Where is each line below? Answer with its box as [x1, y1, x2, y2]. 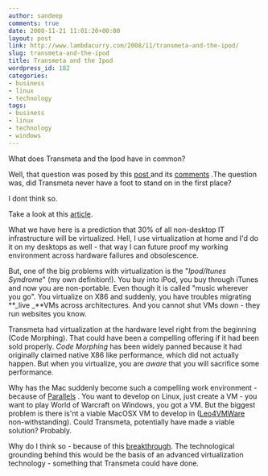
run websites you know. [8, 308, 87, 318]
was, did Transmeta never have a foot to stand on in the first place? [8, 178, 232, 188]
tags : [8, 101, 27, 110]
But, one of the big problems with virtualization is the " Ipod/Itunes [8, 266, 227, 275]
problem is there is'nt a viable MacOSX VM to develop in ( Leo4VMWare [8, 408, 245, 418]
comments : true [8, 19, 60, 27]
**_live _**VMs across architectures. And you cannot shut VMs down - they [8, 300, 261, 310]
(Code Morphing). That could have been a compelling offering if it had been [8, 333, 260, 342]
